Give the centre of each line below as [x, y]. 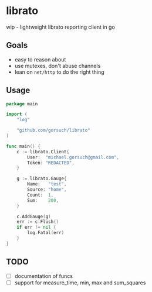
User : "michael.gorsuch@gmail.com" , [73, 157]
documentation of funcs [44, 276]
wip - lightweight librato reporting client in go [61, 27]
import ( [17, 114]
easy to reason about [40, 59]
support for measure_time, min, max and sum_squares [80, 283]
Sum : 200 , [43, 200]
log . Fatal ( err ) [46, 233]
